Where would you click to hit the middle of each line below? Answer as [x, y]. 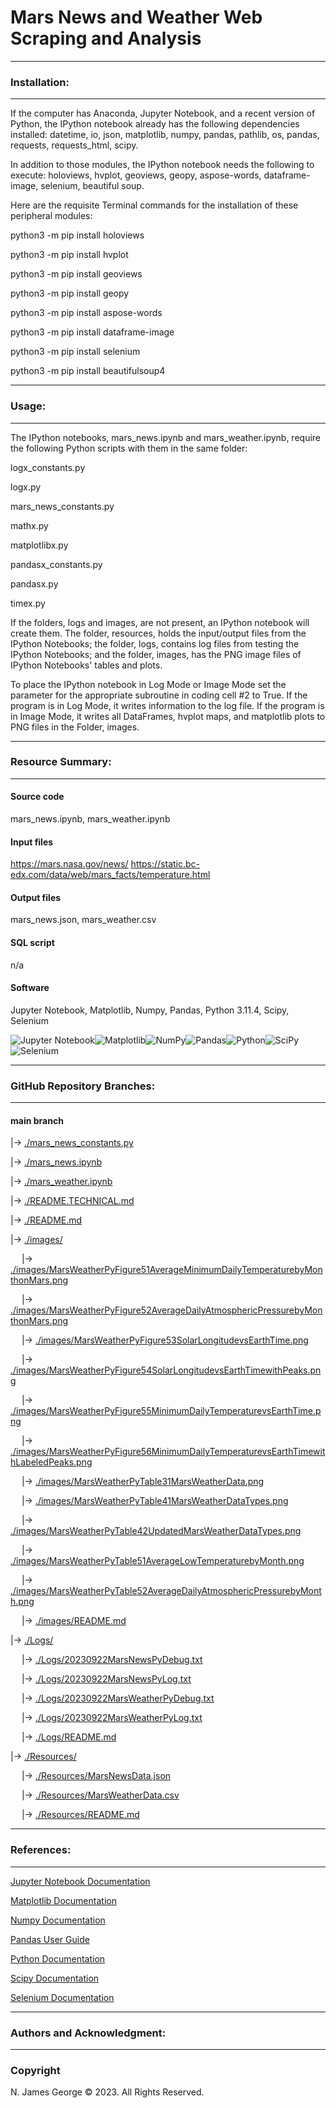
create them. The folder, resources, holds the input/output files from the [158, 633]
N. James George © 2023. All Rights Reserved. [107, 2092]
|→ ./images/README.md [74, 1621]
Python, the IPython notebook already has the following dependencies [155, 124]
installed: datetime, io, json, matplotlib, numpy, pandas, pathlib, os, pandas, [165, 135]
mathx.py [29, 525]
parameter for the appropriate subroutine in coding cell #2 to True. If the [159, 695]
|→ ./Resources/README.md [80, 1815]
